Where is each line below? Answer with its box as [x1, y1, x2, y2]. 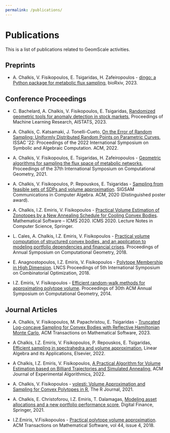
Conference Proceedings [5, 95, 87, 103]
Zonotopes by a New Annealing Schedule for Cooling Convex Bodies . [12, 212, 158, 219]
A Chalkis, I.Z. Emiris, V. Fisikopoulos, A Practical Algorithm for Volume [12, 360, 161, 366]
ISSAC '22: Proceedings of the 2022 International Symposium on [12, 139, 149, 146]
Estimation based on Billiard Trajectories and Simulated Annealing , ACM [12, 366, 163, 371]
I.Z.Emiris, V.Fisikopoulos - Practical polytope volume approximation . [12, 417, 157, 423]
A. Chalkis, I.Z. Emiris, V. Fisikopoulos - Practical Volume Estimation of [12, 207, 160, 213]
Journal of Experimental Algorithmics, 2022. [12, 371, 106, 377]
